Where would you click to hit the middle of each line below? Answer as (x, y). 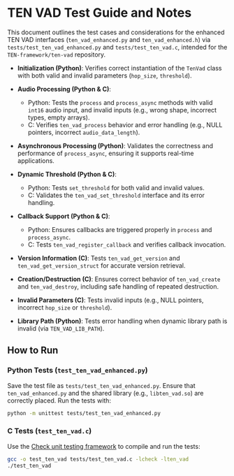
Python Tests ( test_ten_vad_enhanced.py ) (78, 370)
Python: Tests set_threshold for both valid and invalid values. (116, 187)
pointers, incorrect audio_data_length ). (84, 132)
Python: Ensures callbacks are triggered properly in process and (120, 229)
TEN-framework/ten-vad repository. (57, 55)
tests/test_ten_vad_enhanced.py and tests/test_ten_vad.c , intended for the (117, 47)
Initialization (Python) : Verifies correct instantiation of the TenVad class (119, 68)
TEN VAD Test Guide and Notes (100, 13)
